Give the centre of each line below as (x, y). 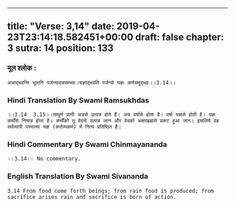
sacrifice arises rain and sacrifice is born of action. (92, 197)
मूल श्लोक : (22, 68)
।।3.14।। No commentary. (44, 159)
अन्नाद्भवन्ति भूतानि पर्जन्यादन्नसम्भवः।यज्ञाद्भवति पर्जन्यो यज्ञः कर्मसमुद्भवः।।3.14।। (92, 82)
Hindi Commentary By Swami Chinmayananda (87, 144)
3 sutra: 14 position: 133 (60, 49)
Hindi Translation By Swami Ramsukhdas (78, 100)
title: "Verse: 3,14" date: (61, 26)
